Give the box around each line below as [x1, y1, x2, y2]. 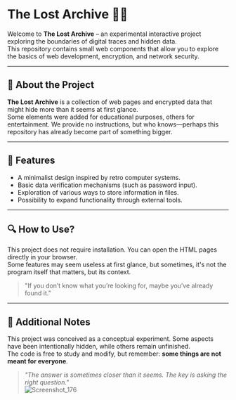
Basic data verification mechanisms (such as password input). [17, 181, 198, 189]
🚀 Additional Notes [7, 316, 91, 328]
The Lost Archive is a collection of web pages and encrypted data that [7, 98, 213, 106]
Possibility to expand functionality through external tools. [17, 195, 183, 204]
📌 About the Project [7, 79, 95, 91]
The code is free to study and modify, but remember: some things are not [7, 349, 221, 358]
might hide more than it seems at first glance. [7, 105, 138, 113]
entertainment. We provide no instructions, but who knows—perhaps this [7, 120, 219, 129]
